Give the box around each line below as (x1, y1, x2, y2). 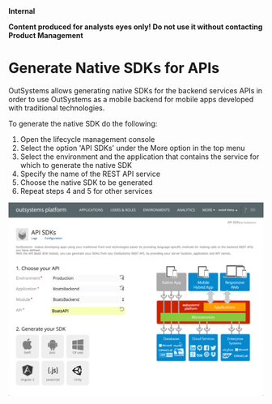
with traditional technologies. (8, 103, 105, 113)
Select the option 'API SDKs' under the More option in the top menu (19, 143, 245, 153)
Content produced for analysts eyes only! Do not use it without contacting (8, 22, 263, 32)
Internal (8, 6, 36, 15)
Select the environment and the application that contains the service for (19, 152, 260, 161)
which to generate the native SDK (19, 160, 133, 170)
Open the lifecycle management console (19, 134, 155, 144)
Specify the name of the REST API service (19, 169, 160, 178)
